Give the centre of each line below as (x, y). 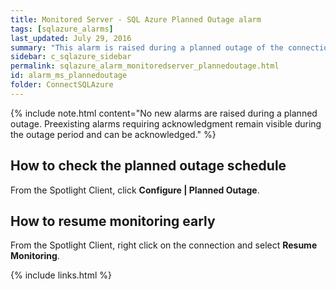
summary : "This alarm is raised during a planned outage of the (147, 47)
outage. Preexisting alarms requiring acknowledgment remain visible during (166, 123)
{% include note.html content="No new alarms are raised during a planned (164, 113)
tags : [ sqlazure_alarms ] (62, 29)
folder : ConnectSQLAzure (62, 85)
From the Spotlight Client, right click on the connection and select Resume (164, 245)
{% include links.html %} (61, 275)
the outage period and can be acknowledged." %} (113, 134)
